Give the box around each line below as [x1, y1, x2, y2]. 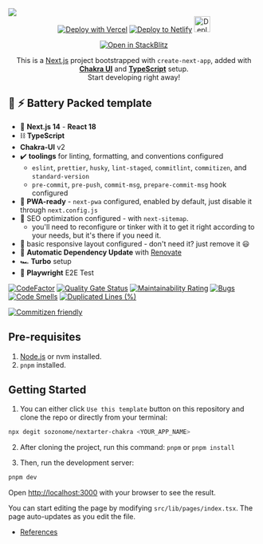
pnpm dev [8, 474, 37, 482]
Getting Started [8, 383, 87, 397]
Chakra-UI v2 [19, 142, 65, 152]
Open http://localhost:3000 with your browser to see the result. [8, 488, 217, 498]
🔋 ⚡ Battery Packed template [8, 97, 153, 110]
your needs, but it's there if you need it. [31, 231, 162, 240]
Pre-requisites [8, 330, 81, 344]
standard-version [31, 172, 90, 180]
